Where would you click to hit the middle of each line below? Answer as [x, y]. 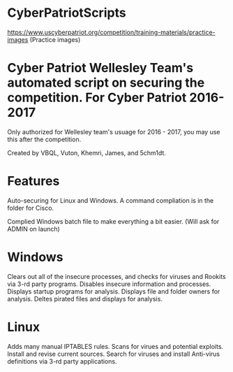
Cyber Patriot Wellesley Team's [100, 68]
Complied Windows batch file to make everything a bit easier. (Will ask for [113, 221]
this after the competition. [44, 139]
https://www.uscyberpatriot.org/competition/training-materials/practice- [112, 32]
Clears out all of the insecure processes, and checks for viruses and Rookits [117, 276]
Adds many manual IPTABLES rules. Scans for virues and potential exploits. [115, 346]
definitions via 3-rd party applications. [62, 361]
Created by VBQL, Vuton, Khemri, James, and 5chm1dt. [87, 152]
